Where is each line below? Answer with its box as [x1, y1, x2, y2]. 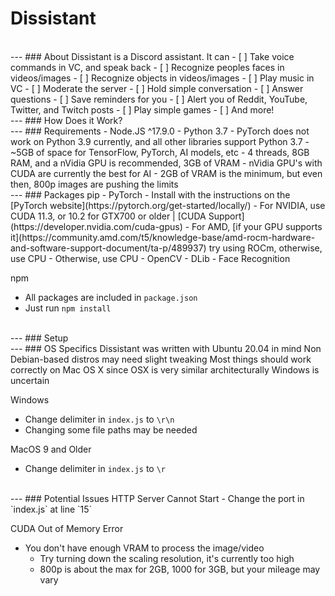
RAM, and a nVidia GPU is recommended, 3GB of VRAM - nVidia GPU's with [10, 157, 323, 169]
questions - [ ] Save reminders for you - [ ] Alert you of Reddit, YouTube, [10, 93, 308, 105]
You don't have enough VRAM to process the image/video [24, 542, 265, 554]
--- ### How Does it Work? [10, 114, 123, 126]
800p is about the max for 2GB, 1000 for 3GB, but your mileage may [39, 563, 321, 575]
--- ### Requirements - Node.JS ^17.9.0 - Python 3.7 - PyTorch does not [10, 125, 310, 137]
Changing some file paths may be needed [24, 423, 198, 436]
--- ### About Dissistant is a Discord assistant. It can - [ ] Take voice [10, 50, 295, 62]
